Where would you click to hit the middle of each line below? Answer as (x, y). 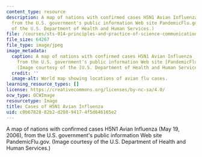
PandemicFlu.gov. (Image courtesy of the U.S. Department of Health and (96, 142)
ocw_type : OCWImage (31, 95)
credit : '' (25, 73)
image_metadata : (26, 51)
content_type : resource (36, 12)
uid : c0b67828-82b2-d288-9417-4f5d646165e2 (62, 112)
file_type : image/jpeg (35, 46)
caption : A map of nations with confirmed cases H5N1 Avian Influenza (102, 56)
